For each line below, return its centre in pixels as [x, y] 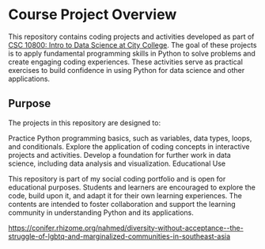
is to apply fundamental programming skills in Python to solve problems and [132, 53]
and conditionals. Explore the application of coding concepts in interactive [129, 146]
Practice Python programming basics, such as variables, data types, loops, [130, 138]
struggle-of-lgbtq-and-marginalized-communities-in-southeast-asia [119, 236]
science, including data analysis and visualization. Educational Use [117, 163]
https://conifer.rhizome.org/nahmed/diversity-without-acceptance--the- [126, 228]
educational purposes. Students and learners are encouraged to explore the [132, 187]
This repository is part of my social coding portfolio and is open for [117, 178]
